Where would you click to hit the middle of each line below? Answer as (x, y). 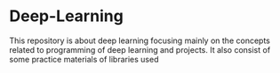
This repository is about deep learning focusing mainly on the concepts (140, 40)
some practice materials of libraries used (84, 59)
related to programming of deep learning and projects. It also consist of (140, 49)
